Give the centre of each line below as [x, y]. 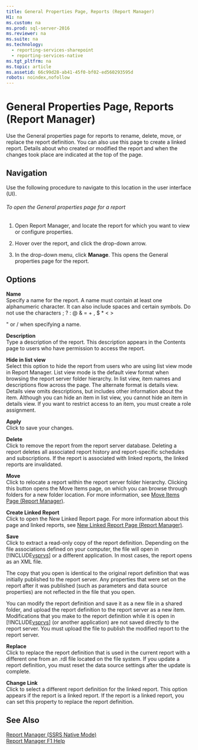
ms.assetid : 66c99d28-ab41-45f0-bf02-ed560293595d [70, 72]
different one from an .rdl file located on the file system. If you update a [93, 659]
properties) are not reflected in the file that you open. [71, 591]
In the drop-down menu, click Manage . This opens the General [91, 255]
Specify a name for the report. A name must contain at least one [84, 300]
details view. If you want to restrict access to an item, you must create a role [99, 403]
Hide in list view [26, 360]
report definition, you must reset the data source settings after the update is [98, 665]
